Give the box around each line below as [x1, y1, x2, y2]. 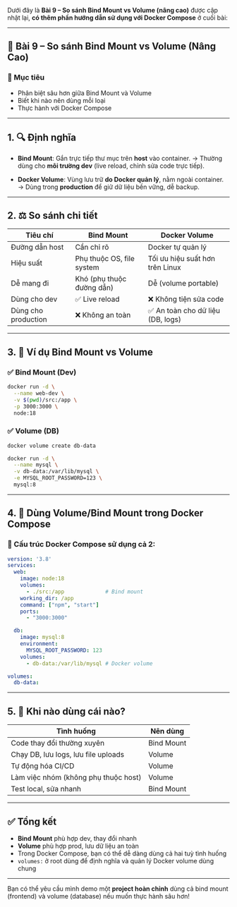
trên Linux [147, 262, 181, 272]
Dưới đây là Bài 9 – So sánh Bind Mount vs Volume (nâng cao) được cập [7, 6, 219, 14]
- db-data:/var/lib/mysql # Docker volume [25, 659, 153, 667]
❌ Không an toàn [75, 310, 131, 320]
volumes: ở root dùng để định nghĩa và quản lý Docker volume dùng [17, 856, 214, 865]
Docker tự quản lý [147, 243, 207, 252]
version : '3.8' [7, 555, 52, 563]
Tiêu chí [25, 231, 54, 241]
